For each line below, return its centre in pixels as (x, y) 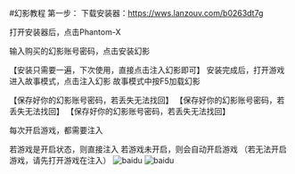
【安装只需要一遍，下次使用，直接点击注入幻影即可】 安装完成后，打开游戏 (147, 70)
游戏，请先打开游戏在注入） (60, 160)
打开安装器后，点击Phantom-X (65, 32)
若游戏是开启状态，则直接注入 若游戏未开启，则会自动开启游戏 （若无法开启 (148, 149)
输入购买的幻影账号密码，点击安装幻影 (79, 51)
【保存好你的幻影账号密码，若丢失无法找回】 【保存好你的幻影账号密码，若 (147, 100)
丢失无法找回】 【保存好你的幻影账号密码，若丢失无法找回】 (119, 111)
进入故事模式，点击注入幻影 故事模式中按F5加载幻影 (105, 81)
